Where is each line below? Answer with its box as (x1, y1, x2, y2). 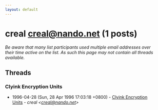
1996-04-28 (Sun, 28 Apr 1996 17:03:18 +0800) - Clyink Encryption (12, 94, 148, 100)
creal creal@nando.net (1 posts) (5, 28, 138, 39)
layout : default (5, 7, 38, 12)
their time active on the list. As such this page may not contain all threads (5, 49, 154, 55)
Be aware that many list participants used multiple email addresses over (5, 44, 151, 50)
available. (5, 55, 25, 60)
